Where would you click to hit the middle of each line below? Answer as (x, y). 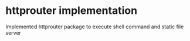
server (13, 32)
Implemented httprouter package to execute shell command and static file (95, 27)
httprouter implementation (72, 11)
